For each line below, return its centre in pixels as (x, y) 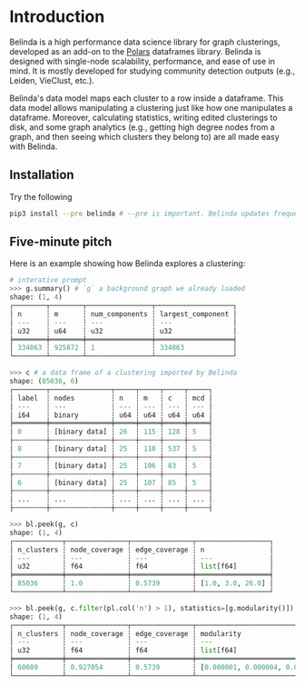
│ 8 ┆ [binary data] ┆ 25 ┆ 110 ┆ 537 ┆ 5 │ (111, 449)
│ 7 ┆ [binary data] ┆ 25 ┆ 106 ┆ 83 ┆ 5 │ (111, 465)
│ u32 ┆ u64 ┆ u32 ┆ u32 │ (123, 331)
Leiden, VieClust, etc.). (52, 80)
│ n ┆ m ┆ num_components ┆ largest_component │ (123, 314)
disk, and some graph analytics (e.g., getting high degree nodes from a (142, 127)
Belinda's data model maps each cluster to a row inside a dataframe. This (147, 98)
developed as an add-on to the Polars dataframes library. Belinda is (135, 51)
